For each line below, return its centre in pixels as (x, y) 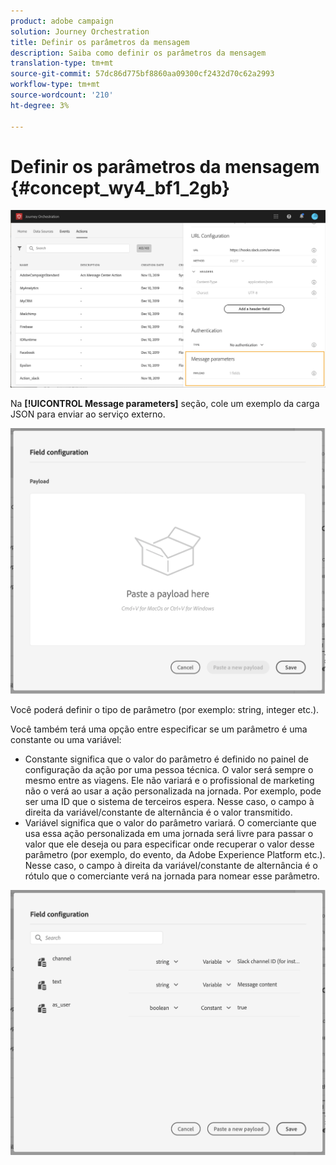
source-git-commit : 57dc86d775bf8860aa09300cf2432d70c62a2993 (142, 74)
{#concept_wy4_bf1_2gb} (120, 187)
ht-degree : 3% (40, 105)
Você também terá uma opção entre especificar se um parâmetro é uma (159, 729)
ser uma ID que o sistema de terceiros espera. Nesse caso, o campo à (169, 801)
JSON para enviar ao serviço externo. (88, 414)
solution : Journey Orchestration (80, 31)
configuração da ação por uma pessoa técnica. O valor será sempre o (169, 769)
